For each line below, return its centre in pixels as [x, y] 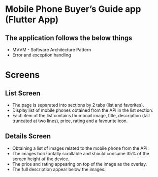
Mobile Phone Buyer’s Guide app [73, 9]
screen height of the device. [41, 159]
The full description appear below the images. [59, 169]
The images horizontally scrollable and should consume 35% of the [80, 153]
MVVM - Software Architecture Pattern [51, 50]
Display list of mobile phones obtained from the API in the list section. [83, 110]
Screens [22, 75]
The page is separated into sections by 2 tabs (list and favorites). [78, 105]
